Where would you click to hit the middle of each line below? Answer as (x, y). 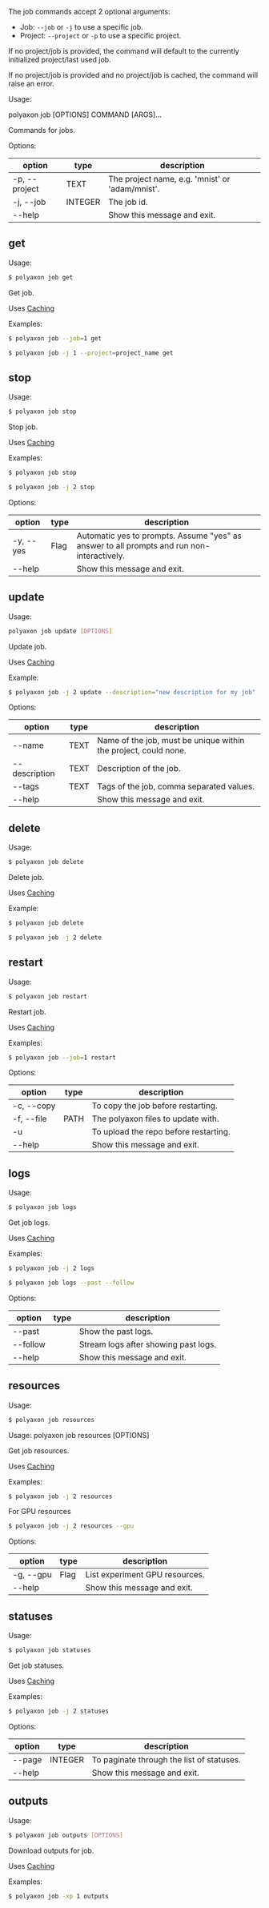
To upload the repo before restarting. (161, 1132)
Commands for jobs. (42, 130)
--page (27, 1759)
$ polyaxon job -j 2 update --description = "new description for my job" (132, 692)
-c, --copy (34, 1106)
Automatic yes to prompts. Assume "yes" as (159, 536)
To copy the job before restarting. (155, 1106)
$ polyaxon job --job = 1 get (55, 338)
